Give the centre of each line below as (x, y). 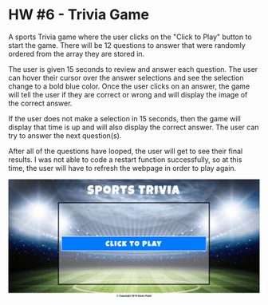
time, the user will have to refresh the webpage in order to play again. (122, 168)
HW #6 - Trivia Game (79, 15)
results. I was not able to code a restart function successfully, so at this (125, 159)
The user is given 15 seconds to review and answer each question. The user (133, 69)
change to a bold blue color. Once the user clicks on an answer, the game (129, 86)
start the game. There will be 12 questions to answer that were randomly (127, 45)
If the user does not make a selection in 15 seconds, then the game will (124, 118)
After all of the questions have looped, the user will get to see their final (126, 151)
